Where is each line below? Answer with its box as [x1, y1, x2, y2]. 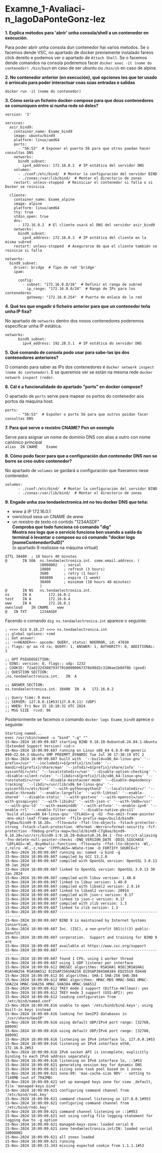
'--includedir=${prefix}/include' [33, 761, 103, 765]
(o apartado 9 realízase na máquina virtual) [12, 544, 98, 550]
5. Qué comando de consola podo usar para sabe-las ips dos [5, 349, 130, 355]
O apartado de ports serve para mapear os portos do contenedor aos [5, 393, 144, 399]
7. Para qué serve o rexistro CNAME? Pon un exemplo [5, 424, 114, 430]
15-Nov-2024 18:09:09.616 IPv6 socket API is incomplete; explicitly [5, 1050, 149, 1054]
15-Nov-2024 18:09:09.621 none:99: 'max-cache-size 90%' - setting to [5, 1071, 151, 1076]
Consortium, [5, 922, 29, 927]
